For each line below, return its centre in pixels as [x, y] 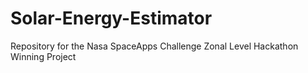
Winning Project [43, 56]
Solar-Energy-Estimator [111, 18]
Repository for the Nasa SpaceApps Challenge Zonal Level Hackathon [154, 46]
